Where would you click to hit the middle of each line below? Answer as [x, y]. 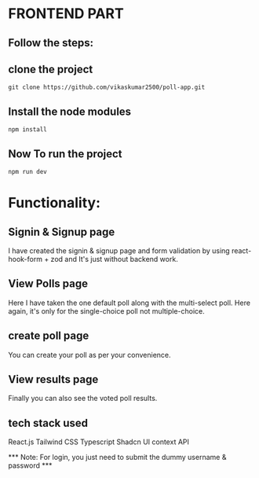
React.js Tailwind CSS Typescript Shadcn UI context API [99, 442]
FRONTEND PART [66, 14]
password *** [30, 465]
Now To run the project [66, 154]
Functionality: [54, 203]
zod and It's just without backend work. [114, 259]
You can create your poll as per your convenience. [89, 355]
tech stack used [48, 423]
